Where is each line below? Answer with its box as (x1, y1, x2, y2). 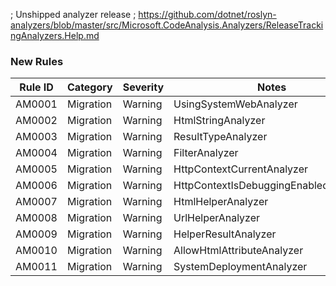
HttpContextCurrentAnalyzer (173, 162, 309, 176)
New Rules (10, 54, 64, 68)
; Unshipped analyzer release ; (10, 9, 137, 20)
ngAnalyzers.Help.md (10, 30, 100, 41)
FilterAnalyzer (173, 146, 239, 160)
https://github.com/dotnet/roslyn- (138, 9, 277, 20)
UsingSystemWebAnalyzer (173, 97, 298, 111)
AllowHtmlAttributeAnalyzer (173, 244, 304, 258)
